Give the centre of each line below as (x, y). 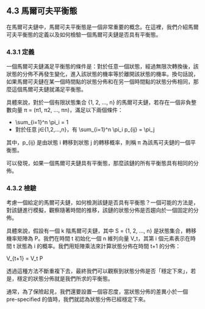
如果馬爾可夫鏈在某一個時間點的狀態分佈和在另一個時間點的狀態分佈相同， (100, 82)
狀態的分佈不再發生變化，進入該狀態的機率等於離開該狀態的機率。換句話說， (103, 74)
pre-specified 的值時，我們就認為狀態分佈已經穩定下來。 (77, 299)
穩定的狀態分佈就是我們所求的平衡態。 (65, 279)
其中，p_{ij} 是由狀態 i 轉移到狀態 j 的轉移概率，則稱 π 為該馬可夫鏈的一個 (99, 143)
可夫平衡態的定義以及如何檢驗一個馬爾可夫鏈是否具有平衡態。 (84, 34)
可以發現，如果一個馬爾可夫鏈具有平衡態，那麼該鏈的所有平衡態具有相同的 (100, 163)
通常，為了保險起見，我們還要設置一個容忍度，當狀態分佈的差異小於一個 (97, 292)
